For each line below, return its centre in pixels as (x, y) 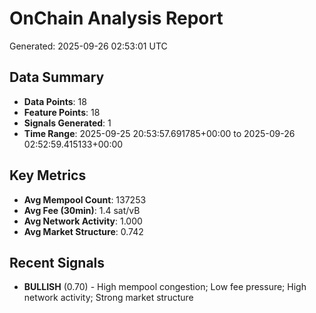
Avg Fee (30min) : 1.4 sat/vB (82, 210)
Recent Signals (57, 262)
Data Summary (57, 77)
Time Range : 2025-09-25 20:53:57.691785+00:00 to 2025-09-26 (159, 133)
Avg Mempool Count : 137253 (85, 199)
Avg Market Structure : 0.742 (83, 231)
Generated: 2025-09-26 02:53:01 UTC (88, 46)
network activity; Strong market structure (108, 298)
